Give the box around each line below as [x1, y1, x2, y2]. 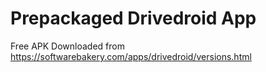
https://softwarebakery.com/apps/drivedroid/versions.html [10, 50, 252, 62]
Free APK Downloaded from [10, 40, 125, 52]
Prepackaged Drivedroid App [10, 7, 257, 30]
